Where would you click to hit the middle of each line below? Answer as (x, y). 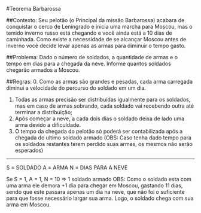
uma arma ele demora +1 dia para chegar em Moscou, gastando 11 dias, (95, 185)
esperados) (29, 150)
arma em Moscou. (28, 205)
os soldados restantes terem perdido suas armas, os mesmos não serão (104, 144)
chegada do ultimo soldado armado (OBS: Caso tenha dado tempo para (103, 138)
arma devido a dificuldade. (48, 125)
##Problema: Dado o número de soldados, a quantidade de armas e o (92, 57)
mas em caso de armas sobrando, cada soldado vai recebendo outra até (104, 106)
